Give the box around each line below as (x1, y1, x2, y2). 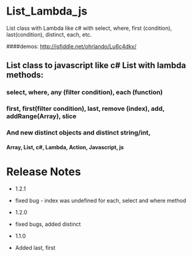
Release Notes (6, 164, 81, 178)
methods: (6, 70, 44, 80)
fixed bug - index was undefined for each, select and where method (15, 197, 187, 204)
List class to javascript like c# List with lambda (6, 60, 187, 71)
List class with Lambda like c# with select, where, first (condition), (6, 24, 172, 32)
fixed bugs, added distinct (15, 220, 81, 228)
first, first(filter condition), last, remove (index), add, (6, 105, 165, 113)
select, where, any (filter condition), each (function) (6, 88, 163, 97)
